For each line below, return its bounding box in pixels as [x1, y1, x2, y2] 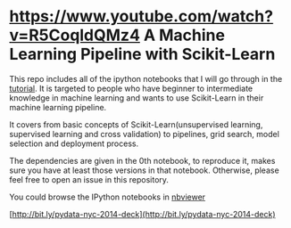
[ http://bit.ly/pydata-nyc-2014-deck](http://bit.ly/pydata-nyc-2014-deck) [9, 208, 276, 219]
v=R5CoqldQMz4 [9, 25, 141, 45]
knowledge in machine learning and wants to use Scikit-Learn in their [9, 92, 264, 103]
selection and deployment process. [9, 138, 139, 149]
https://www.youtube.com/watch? [9, 6, 274, 27]
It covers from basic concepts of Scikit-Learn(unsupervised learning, [9, 118, 263, 130]
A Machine [143, 25, 226, 45]
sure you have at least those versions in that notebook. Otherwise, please [9, 165, 279, 175]
